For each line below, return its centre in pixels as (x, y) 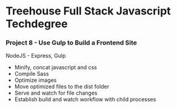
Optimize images (35, 80)
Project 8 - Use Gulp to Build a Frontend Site (72, 43)
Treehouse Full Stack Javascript (88, 11)
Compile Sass (32, 74)
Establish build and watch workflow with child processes (85, 99)
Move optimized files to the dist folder (62, 87)
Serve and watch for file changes (56, 93)
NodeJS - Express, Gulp (36, 56)
